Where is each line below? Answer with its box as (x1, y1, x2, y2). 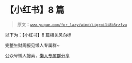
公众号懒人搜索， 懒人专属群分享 (5, 52, 70, 59)
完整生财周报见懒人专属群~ (5, 42, 60, 48)
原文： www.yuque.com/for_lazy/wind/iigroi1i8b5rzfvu (17, 21, 127, 27)
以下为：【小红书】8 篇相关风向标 (5, 32, 72, 38)
